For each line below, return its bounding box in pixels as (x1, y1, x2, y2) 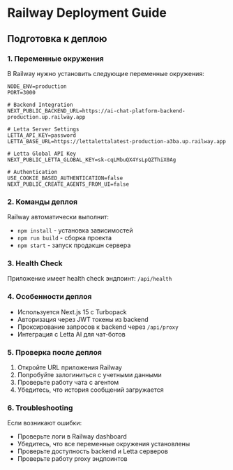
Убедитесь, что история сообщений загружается (17, 385, 164, 394)
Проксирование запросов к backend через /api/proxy (17, 323, 179, 331)
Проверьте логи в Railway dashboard (17, 432, 127, 441)
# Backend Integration (7, 101, 73, 108)
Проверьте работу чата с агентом (17, 379, 119, 387)
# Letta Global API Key (7, 150, 77, 157)
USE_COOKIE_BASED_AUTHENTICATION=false (7, 175, 123, 182)
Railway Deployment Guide (7, 5, 167, 21)
